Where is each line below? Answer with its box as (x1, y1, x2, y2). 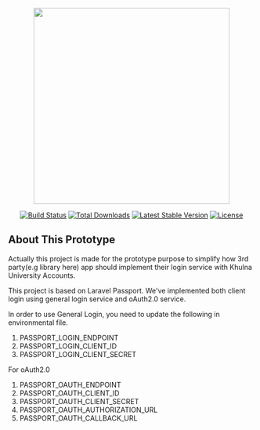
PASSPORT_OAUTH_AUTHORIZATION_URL (19, 405, 158, 414)
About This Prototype (8, 233, 116, 246)
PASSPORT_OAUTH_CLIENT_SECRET (19, 396, 139, 406)
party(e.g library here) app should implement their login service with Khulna (8, 262, 253, 271)
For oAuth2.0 (8, 365, 51, 374)
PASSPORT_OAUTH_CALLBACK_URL (19, 413, 138, 423)
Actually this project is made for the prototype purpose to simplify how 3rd (8, 253, 249, 263)
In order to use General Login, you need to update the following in (8, 309, 221, 319)
